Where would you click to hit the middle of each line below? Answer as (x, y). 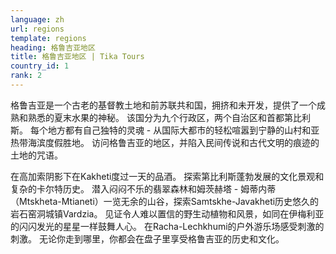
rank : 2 (26, 76)
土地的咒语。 (36, 155)
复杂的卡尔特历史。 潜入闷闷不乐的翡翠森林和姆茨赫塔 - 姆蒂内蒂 (143, 188)
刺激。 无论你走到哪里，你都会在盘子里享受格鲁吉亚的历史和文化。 (147, 238)
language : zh (37, 19)
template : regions (48, 38)
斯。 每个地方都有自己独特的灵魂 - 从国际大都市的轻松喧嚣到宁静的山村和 (161, 130)
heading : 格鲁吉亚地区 (53, 47)
